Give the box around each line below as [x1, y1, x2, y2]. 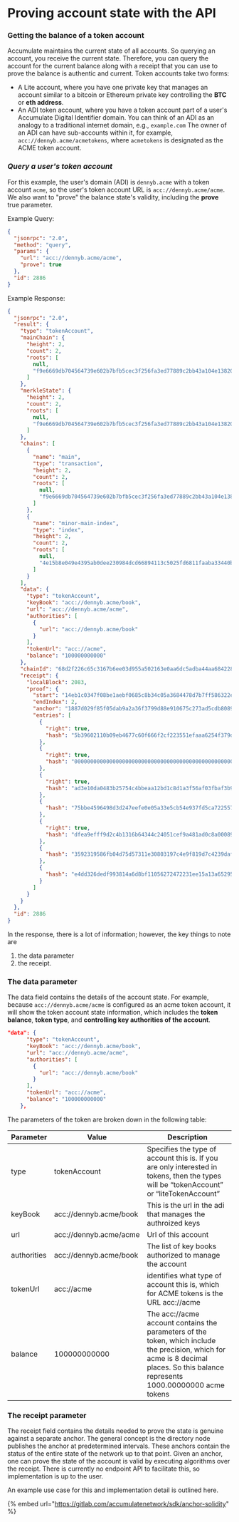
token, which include [147, 1335, 216, 1345]
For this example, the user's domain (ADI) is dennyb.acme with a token [7, 177, 210, 186]
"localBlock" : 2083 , [26, 678, 87, 685]
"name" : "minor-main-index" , [33, 519, 119, 527]
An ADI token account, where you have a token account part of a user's [17, 105, 228, 115]
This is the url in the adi [147, 1200, 225, 1210]
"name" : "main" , [33, 453, 81, 460]
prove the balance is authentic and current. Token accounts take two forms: [7, 69, 230, 78]
